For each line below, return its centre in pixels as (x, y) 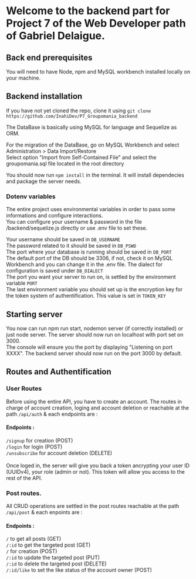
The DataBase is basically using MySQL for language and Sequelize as (92, 127)
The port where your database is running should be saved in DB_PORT (89, 252)
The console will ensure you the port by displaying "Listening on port (89, 347)
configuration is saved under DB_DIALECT (55, 271)
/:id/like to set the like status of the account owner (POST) (79, 570)
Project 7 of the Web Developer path (96, 23)
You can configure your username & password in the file (74, 222)
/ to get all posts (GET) (34, 539)
